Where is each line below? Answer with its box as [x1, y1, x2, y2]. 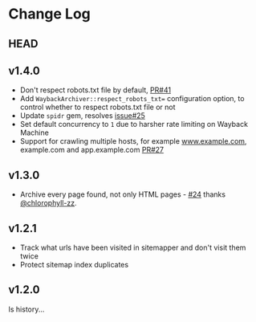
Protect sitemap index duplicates [19, 260, 129, 270]
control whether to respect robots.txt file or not [19, 102, 176, 112]
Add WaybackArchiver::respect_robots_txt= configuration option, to [19, 94, 245, 104]
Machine [19, 128, 50, 137]
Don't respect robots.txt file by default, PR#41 [19, 85, 171, 95]
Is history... [8, 304, 45, 314]
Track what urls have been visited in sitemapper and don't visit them [19, 243, 246, 253]
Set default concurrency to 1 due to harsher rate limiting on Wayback [19, 120, 249, 129]
